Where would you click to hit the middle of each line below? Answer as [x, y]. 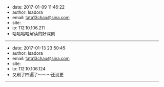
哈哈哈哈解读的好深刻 [33, 33]
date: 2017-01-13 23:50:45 [39, 48]
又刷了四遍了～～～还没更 [38, 75]
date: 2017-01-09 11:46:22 [38, 7]
